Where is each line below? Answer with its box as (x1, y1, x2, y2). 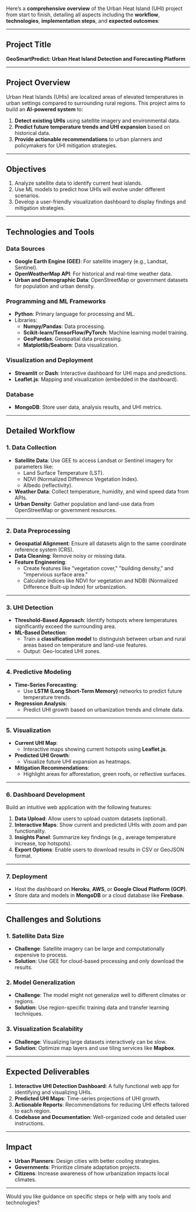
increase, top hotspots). (14, 840, 72, 847)
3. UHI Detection (6, 603, 54, 612)
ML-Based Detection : (14, 629, 67, 636)
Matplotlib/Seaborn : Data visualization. (23, 341, 119, 348)
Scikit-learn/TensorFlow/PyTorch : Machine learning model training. (23, 329, 188, 336)
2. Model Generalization (6, 979, 76, 987)
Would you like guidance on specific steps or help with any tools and (6, 1193, 171, 1200)
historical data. (14, 129, 51, 136)
